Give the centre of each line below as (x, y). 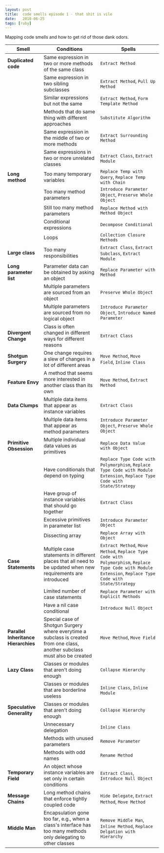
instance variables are (69, 772)
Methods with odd (64, 752)
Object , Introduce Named (128, 313)
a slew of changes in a (69, 359)
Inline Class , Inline (124, 688)
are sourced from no (67, 313)
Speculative (22, 707)
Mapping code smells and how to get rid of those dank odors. (67, 37)
